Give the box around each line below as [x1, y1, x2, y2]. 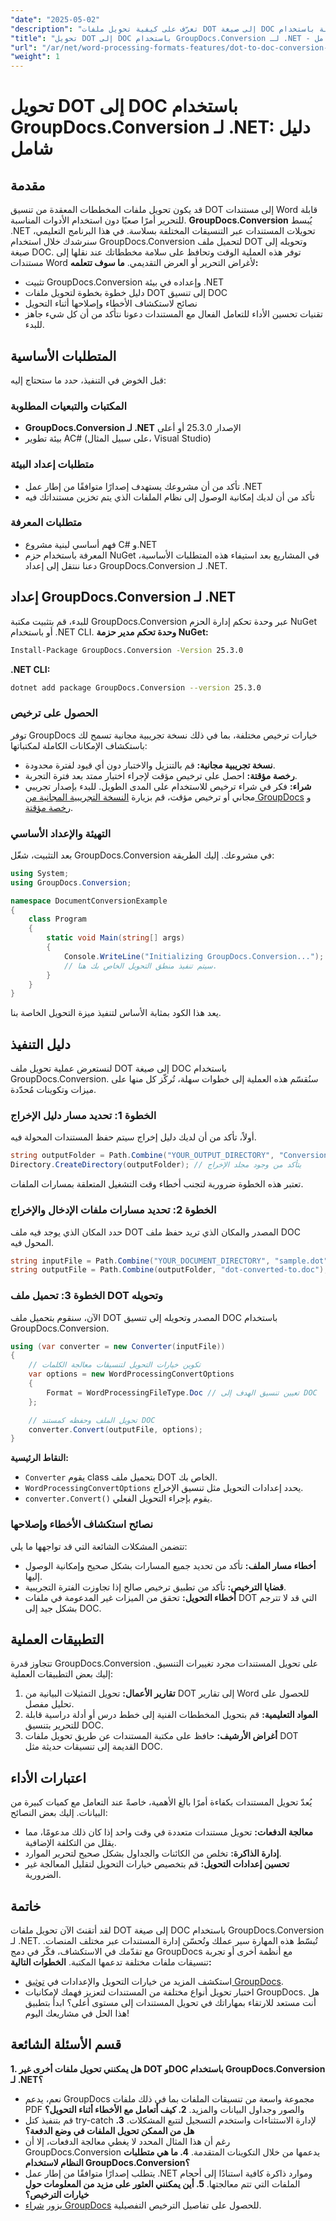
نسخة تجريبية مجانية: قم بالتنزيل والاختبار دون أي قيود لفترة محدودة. [24, 759, 276, 771]
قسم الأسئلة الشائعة [10, 2036, 122, 2053]
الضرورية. [24, 1869, 62, 1881]
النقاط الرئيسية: [10, 1452, 69, 1464]
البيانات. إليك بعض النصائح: [10, 1807, 108, 1819]
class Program [28, 914, 87, 925]
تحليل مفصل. [24, 1698, 75, 1710]
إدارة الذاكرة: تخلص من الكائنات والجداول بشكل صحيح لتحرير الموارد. [24, 1847, 282, 1860]
